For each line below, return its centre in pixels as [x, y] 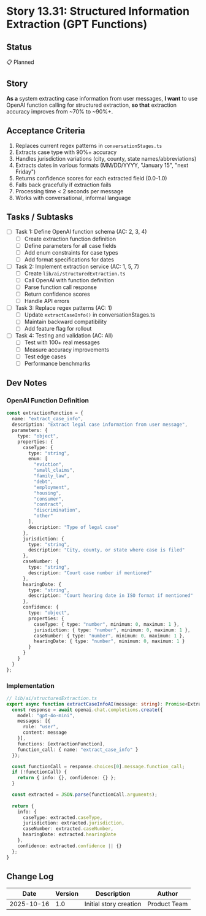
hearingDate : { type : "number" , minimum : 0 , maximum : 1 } [109, 641]
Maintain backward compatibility [66, 322]
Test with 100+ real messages [62, 342]
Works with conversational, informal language [73, 198]
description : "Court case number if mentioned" [90, 573]
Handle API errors [47, 301]
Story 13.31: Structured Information [98, 11]
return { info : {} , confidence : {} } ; [67, 778]
